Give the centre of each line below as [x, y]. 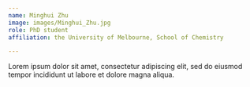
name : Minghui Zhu [38, 15]
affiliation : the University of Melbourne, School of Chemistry [116, 37]
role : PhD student [38, 30]
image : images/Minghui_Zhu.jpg [60, 23]
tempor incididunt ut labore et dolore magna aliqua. [91, 74]
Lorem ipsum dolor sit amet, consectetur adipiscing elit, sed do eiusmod [125, 67]
